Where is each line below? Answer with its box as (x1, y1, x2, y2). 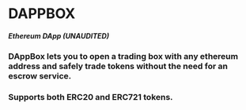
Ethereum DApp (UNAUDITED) (8, 31, 110, 40)
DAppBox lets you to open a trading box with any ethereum (8, 51, 239, 62)
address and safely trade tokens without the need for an (8, 60, 228, 71)
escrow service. (8, 71, 72, 82)
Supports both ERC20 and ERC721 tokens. (8, 92, 173, 103)
